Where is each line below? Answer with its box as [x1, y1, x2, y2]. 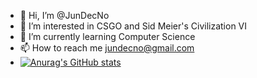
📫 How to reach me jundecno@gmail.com [19, 42, 195, 54]
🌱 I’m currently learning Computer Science [19, 31, 196, 42]
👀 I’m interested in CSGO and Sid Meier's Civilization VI [19, 20, 248, 32]
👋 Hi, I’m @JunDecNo [19, 10, 110, 21]
